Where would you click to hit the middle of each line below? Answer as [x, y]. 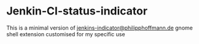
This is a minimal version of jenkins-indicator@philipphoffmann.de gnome [100, 28]
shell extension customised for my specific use [66, 34]
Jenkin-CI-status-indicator [77, 11]
